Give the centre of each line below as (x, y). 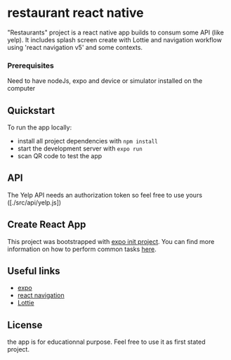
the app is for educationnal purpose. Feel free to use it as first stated (106, 342)
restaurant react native (75, 13)
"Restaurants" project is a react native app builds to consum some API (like (116, 32)
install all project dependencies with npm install (87, 141)
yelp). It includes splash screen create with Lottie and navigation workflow (115, 39)
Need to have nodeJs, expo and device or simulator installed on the (105, 81)
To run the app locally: (40, 127)
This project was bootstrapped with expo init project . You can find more (111, 241)
